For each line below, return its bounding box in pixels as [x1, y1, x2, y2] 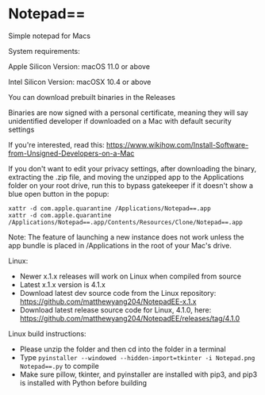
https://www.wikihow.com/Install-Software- [106, 140, 249, 149]
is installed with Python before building [19, 378, 148, 387]
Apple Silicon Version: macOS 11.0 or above [8, 61, 151, 71]
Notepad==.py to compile [19, 361, 99, 370]
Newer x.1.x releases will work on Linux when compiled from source [19, 271, 242, 281]
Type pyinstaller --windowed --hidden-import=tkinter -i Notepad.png [19, 352, 255, 362]
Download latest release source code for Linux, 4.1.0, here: [19, 305, 212, 314]
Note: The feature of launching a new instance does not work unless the [8, 232, 244, 242]
